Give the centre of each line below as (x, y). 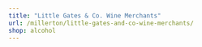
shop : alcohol (32, 30)
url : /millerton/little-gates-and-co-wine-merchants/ (101, 23)
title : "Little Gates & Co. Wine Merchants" (85, 16)
